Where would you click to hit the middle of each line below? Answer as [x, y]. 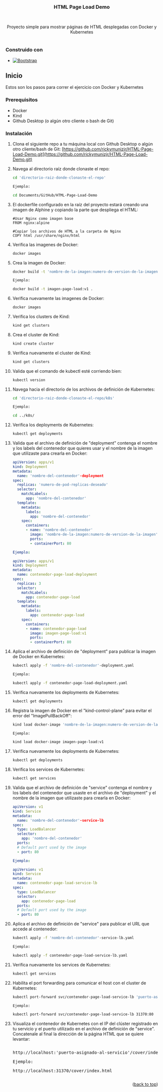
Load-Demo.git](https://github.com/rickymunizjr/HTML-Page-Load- [80, 154]
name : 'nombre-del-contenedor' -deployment [60, 476]
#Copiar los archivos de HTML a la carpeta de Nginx [67, 231]
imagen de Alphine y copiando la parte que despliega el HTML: [75, 210]
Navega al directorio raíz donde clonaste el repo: [61, 169]
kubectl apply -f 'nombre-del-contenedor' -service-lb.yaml [73, 938]
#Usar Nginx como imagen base [43, 218]
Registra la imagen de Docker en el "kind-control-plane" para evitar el [82, 711]
